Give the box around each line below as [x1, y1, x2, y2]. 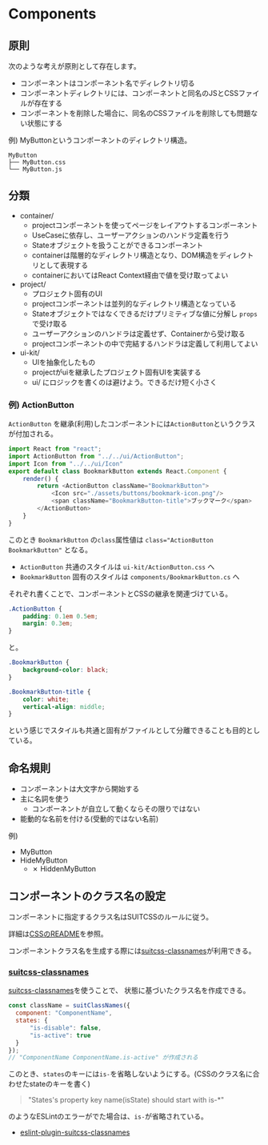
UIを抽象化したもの [31, 357, 96, 366]
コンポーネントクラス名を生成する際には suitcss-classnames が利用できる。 [8, 946, 256, 955]
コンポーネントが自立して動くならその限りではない [31, 804, 201, 814]
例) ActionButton [8, 399, 74, 410]
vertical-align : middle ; [22, 703, 106, 711]
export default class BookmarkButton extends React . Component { [8, 467, 227, 475]
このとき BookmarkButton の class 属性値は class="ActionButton [8, 534, 214, 544]
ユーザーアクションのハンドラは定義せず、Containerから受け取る [31, 329, 246, 338]
